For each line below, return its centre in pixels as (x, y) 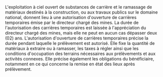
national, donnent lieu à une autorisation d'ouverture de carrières (71, 17)
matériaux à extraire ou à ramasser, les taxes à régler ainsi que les (72, 48)
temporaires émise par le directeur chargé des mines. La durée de (72, 22)
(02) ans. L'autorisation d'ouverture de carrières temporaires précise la (77, 38)
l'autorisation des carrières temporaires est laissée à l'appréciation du (76, 28)
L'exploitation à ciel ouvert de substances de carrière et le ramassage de (79, 7)
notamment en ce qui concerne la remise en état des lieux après (70, 64)
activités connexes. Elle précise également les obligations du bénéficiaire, (80, 59)
